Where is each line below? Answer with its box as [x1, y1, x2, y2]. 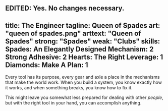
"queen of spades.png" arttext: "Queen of [5, 29, 141, 37]
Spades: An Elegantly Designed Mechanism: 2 [5, 45, 154, 53]
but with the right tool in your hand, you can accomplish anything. [5, 100, 142, 106]
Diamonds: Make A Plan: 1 [5, 61, 88, 69]
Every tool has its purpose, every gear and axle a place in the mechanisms [5, 74, 160, 80]
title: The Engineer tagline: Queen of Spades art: [5, 21, 160, 30]
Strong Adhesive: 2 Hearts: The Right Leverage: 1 [5, 52, 163, 61]
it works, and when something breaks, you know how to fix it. [5, 85, 133, 91]
